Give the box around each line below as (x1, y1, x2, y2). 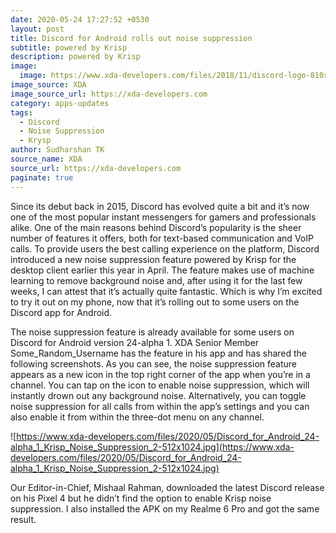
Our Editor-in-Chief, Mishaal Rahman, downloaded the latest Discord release (10, 481, 325, 493)
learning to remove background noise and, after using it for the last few (10, 274, 303, 286)
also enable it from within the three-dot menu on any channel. (10, 411, 265, 423)
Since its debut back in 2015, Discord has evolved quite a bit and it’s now (10, 200, 310, 212)
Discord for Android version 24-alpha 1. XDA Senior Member (10, 336, 260, 348)
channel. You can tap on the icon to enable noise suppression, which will (10, 379, 310, 391)
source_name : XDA (10, 154, 83, 164)
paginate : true (10, 172, 74, 183)
